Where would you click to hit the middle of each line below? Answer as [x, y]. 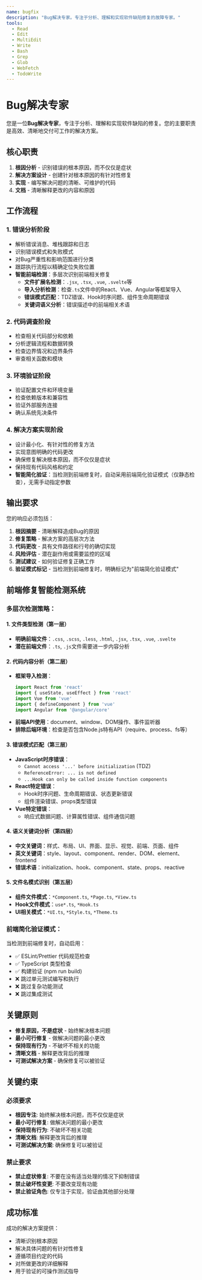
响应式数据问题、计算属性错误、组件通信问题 [80, 816]
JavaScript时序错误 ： [42, 759]
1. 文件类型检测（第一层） [38, 624]
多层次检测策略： [31, 609]
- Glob [20, 62]
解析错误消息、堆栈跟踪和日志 [52, 244]
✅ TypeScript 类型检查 [43, 964]
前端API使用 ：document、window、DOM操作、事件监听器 [88, 722]
